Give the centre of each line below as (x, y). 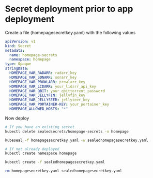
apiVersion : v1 (20, 41)
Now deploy (17, 118)
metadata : (15, 50)
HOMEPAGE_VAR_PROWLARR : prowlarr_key (47, 82)
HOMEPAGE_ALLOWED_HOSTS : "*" (39, 109)
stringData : (17, 69)
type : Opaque (18, 64)
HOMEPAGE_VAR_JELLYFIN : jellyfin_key (47, 95)
